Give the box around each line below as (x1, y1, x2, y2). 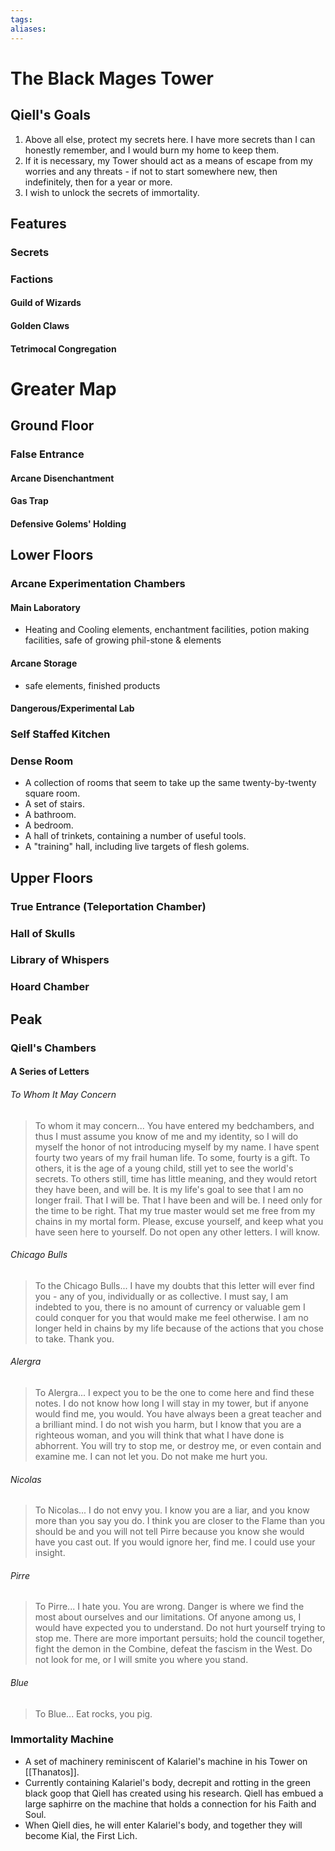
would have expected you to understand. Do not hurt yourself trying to (34, 1622, 326, 1634)
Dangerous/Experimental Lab (10, 702, 135, 715)
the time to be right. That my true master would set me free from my (34, 1204, 316, 1216)
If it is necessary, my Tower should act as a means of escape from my (24, 154, 313, 166)
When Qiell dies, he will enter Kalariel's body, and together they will (24, 1819, 303, 1831)
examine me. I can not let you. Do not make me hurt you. (34, 1450, 268, 1462)
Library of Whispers (10, 953, 110, 967)
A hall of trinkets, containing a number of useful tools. (24, 830, 247, 842)
